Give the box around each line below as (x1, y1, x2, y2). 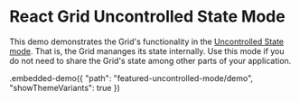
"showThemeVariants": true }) (9, 82, 120, 93)
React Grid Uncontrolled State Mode (9, 6, 286, 27)
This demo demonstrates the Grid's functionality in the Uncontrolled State (9, 36, 285, 47)
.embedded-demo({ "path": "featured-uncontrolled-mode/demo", (9, 72, 254, 83)
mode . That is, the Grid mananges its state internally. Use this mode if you (9, 45, 285, 56)
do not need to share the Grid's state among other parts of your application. (9, 55, 292, 66)
